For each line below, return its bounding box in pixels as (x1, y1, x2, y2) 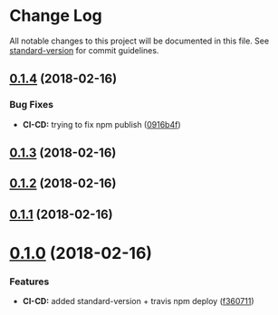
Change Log (9, 5, 102, 26)
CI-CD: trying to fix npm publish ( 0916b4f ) (22, 119, 181, 129)
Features (9, 275, 50, 288)
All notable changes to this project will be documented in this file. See (9, 35, 270, 46)
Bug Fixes (9, 99, 54, 111)
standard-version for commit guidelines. (9, 44, 159, 55)
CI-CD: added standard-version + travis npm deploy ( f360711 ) (22, 296, 255, 307)
